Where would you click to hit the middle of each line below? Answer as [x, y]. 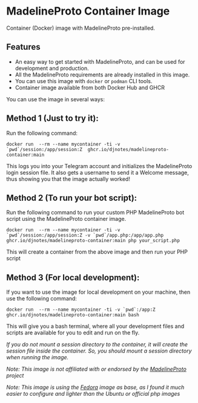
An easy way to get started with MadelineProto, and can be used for [100, 61]
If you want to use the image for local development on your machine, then [98, 292]
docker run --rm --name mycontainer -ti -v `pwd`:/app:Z [81, 310]
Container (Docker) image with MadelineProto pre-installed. [81, 28]
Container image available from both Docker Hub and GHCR [90, 87]
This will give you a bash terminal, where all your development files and [95, 327]
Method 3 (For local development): [73, 277]
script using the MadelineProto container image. [66, 219]
